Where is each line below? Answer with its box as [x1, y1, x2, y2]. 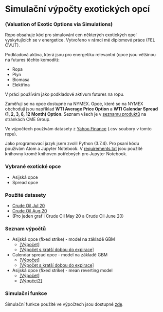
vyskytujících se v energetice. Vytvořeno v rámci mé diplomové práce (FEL [5, 37, 156, 43]
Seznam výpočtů [5, 226, 46, 232]
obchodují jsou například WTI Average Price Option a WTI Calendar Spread [5, 106, 158, 112]
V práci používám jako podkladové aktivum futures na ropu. [5, 91, 125, 97]
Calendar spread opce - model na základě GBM [12, 252, 108, 258]
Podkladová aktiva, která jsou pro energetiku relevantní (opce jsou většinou [5, 52, 156, 58]
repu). [5, 131, 18, 137]
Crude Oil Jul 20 [12, 203, 45, 208]
